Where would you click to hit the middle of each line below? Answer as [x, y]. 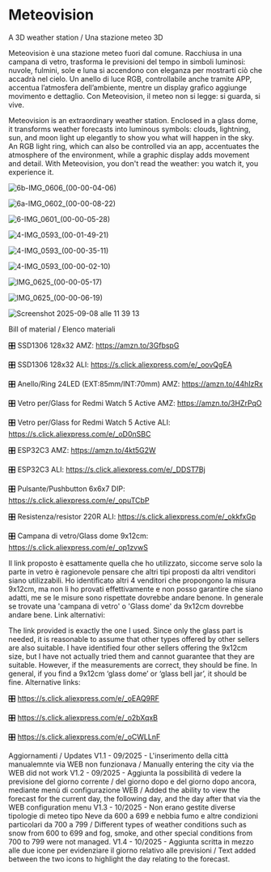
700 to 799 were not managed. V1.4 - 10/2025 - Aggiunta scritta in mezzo [131, 841]
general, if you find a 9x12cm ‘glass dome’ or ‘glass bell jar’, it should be [128, 673]
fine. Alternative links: [44, 682]
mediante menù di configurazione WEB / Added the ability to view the [124, 790]
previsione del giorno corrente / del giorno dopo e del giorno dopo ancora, [133, 781]
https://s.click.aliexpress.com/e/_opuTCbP [79, 500]
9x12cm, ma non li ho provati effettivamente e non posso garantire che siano [136, 588]
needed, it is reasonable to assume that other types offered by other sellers [134, 639]
